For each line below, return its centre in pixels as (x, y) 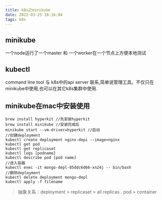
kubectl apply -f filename (34, 182)
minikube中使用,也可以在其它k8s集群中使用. (51, 89)
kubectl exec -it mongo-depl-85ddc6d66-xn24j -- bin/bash (68, 167)
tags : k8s (16, 19)
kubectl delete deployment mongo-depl (47, 177)
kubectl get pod (22, 144)
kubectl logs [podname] (31, 153)
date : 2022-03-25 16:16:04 (34, 15)
